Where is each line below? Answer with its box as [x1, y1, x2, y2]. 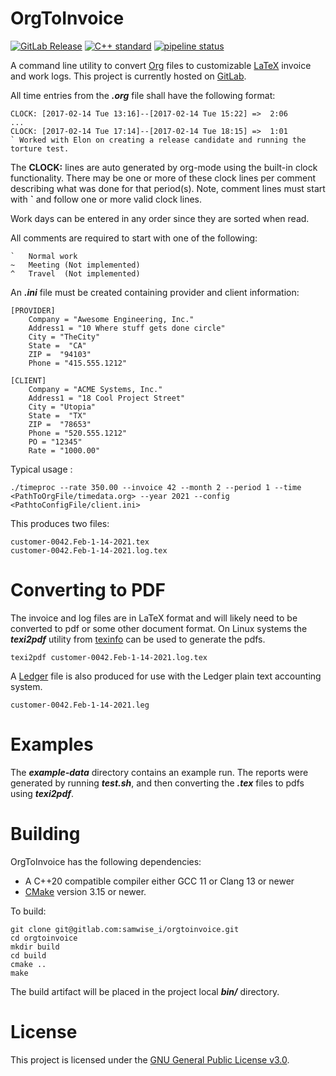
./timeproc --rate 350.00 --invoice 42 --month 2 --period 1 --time [10, 482, 302, 492]
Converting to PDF [10, 579, 166, 602]
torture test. [10, 143, 70, 154]
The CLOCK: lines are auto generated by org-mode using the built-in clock [10, 161, 318, 173]
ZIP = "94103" [28, 349, 92, 359]
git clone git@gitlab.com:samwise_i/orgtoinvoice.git [10, 924, 240, 934]
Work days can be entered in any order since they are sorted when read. [10, 212, 310, 224]
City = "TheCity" [28, 332, 101, 342]
